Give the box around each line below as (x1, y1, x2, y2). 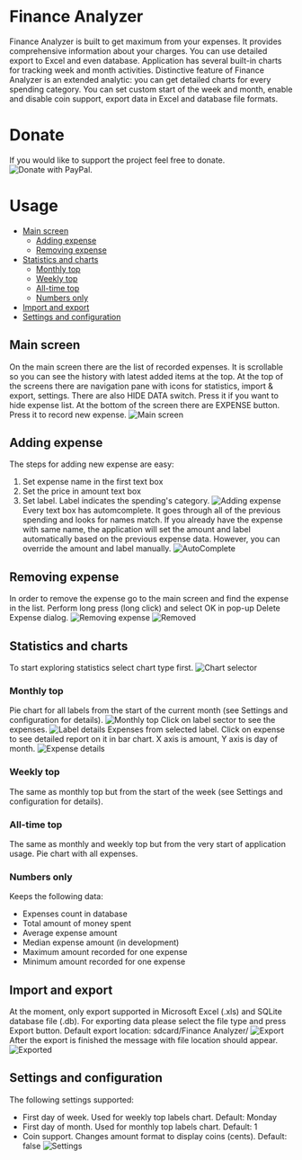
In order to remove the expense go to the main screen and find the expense (9, 593, 289, 604)
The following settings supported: (9, 1094, 135, 1105)
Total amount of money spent (22, 918, 132, 929)
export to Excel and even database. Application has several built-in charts (9, 55, 282, 66)
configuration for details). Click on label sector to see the (9, 715, 276, 726)
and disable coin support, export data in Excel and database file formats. (9, 93, 279, 104)
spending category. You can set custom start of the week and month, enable (9, 84, 293, 94)
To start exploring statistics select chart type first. (9, 663, 194, 674)
